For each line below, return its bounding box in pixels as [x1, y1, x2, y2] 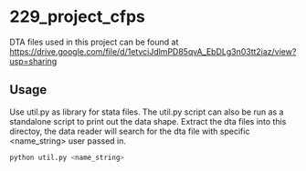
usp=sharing [9, 55, 58, 66]
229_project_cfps [9, 6, 146, 27]
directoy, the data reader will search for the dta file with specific [9, 126, 250, 136]
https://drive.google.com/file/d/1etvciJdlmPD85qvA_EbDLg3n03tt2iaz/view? [9, 45, 297, 56]
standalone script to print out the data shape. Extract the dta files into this [9, 116, 287, 126]
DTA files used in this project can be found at [9, 36, 179, 47]
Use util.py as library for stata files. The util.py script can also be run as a [9, 106, 284, 117]
